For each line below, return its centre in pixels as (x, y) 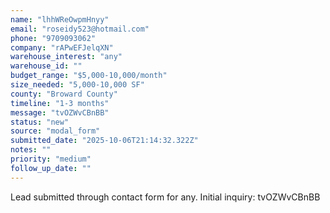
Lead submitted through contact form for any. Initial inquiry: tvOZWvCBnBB (165, 197)
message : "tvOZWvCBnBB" (60, 112)
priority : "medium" (51, 159)
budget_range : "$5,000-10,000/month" (89, 76)
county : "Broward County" (64, 94)
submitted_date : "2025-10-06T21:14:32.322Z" (104, 141)
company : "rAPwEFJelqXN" (62, 47)
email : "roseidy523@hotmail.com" (80, 29)
